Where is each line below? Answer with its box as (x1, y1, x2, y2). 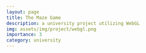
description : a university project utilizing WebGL (6, 20, 140, 26)
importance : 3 (6, 32, 43, 38)
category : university (6, 37, 61, 43)
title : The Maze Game (6, 15, 61, 21)
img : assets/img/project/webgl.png (6, 26, 97, 32)
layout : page (6, 9, 40, 15)
